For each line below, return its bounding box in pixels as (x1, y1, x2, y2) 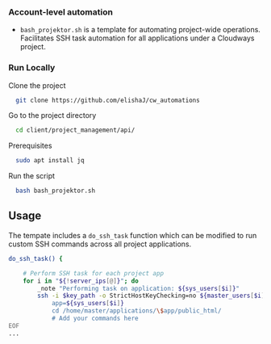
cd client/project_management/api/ (15, 126, 135, 135)
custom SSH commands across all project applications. (8, 239, 192, 249)
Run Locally (8, 62, 56, 73)
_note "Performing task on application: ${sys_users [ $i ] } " (37, 284, 240, 292)
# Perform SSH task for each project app (23, 269, 164, 277)
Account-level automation (8, 6, 113, 18)
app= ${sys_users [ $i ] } (51, 300, 125, 308)
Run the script (8, 171, 55, 181)
